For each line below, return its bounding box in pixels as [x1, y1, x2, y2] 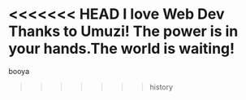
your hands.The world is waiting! [8, 40, 235, 58]
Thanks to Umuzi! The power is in [8, 22, 239, 41]
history [149, 82, 173, 92]
